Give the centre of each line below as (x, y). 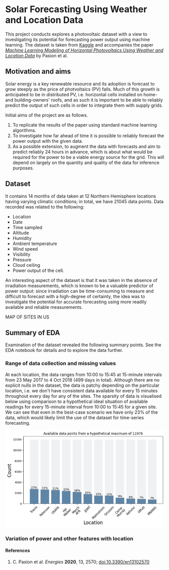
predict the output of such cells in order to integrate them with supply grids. (84, 105)
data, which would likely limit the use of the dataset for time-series (75, 417)
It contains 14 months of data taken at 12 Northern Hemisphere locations (81, 196)
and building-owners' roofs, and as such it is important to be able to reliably (84, 100)
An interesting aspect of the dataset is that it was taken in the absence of (81, 280)
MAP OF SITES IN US (27, 317)
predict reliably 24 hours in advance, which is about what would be (82, 152)
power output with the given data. (48, 141)
